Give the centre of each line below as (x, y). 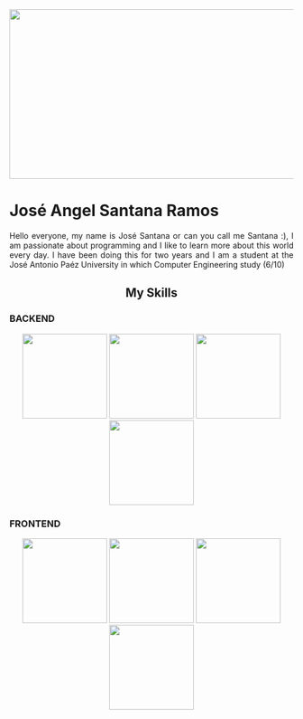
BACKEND (32, 318)
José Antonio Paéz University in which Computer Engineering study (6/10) (147, 264)
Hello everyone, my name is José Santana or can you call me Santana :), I (151, 235)
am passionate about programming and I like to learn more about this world (151, 245)
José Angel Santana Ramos (114, 211)
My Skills (151, 293)
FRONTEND (35, 524)
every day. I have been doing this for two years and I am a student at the (151, 255)
